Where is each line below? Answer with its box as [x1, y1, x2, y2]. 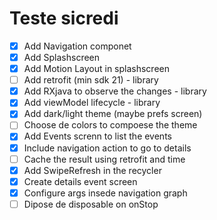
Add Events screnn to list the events [23, 130, 172, 142]
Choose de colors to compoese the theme [23, 119, 198, 131]
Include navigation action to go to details [23, 142, 192, 154]
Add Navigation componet [23, 40, 132, 52]
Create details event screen [23, 175, 138, 187]
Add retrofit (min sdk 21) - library [23, 74, 159, 86]
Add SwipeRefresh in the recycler [23, 164, 162, 176]
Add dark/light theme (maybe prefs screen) [23, 108, 203, 120]
